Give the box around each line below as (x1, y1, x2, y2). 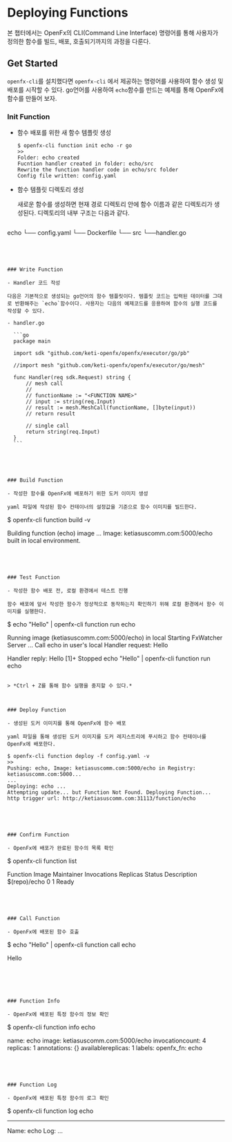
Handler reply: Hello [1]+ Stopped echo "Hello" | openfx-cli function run (7, 654, 211, 663)
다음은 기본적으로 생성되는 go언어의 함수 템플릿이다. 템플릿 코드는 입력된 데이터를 (7, 293, 210, 300)
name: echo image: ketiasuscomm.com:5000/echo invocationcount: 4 (7, 1036, 206, 1045)
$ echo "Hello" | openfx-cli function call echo (7, 941, 136, 949)
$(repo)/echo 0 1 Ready (7, 877, 75, 886)
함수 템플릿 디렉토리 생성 (17, 185, 84, 194)
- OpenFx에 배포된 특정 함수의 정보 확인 (7, 1011, 109, 1018)
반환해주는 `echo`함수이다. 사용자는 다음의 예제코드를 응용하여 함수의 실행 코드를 (14, 301, 217, 307)
